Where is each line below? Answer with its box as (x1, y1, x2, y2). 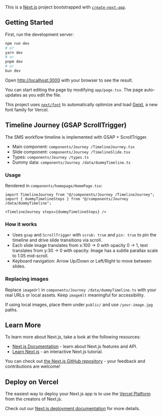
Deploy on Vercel (5, 378, 59, 386)
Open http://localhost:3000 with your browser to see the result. (5, 77, 134, 83)
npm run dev (5, 41, 29, 46)
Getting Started (5, 18, 54, 27)
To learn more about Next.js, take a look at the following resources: (5, 334, 141, 340)
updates (5, 92, 22, 98)
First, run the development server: (5, 31, 74, 37)
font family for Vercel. (5, 107, 49, 113)
